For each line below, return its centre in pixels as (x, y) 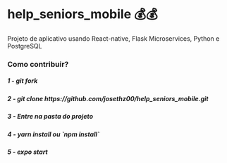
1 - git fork (23, 81)
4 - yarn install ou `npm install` (54, 134)
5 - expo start (27, 152)
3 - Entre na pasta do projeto (50, 117)
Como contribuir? (38, 64)
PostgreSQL (25, 46)
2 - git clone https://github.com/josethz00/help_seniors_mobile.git (108, 98)
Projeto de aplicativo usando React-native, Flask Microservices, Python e (114, 38)
